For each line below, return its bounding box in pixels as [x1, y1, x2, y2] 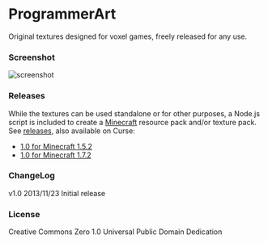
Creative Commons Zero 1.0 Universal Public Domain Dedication [8, 227, 223, 237]
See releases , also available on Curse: [8, 126, 135, 136]
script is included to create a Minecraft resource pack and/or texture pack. [8, 117, 257, 127]
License [8, 208, 40, 220]
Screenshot [8, 52, 55, 63]
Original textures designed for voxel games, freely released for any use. [8, 31, 248, 41]
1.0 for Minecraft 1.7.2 [19, 150, 91, 160]
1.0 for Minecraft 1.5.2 [19, 141, 93, 151]
